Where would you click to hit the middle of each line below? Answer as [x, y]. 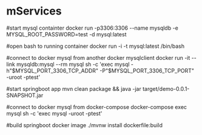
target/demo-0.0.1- [166, 88]
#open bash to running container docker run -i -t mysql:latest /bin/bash [96, 46]
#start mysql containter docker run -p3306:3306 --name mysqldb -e [93, 28]
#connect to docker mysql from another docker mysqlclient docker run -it [98, 58]
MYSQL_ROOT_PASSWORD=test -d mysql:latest [66, 34]
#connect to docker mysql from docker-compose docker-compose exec [96, 107]
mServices [34, 11]
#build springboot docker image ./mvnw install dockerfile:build [84, 125]
